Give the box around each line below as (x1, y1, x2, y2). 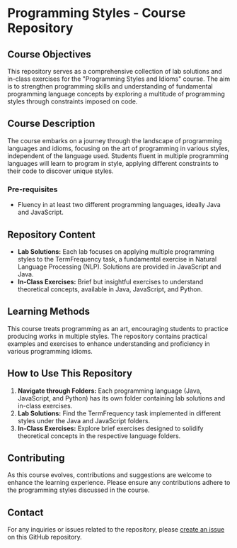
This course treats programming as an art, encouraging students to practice (7, 324, 229, 332)
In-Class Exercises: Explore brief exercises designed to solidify (17, 424, 204, 432)
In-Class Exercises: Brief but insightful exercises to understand (17, 277, 204, 286)
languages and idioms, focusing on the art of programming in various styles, (7, 144, 230, 152)
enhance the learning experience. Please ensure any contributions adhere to (7, 479, 231, 487)
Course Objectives (7, 48, 92, 60)
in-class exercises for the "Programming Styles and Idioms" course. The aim (7, 74, 231, 83)
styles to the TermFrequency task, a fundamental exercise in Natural (17, 255, 217, 263)
